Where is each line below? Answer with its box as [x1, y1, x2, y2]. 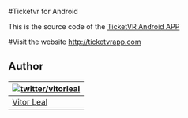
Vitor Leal [12, 96, 48, 107]
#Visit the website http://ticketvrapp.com [8, 37, 141, 46]
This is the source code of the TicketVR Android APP [8, 22, 180, 31]
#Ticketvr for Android [8, 7, 79, 16]
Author [8, 60, 43, 73]
